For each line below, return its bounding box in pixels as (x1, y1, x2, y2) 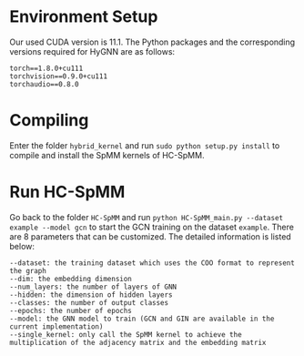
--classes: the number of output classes (9, 298, 169, 307)
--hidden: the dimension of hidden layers (9, 290, 173, 300)
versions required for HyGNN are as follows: (9, 46, 176, 56)
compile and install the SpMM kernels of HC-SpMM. (9, 149, 205, 160)
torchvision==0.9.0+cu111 (9, 71, 107, 81)
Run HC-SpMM (9, 182, 126, 202)
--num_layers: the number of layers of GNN (9, 282, 177, 291)
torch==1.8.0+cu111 (9, 64, 84, 73)
